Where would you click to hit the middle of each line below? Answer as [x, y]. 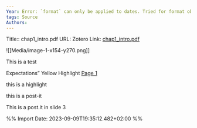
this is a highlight [26, 85]
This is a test [21, 62]
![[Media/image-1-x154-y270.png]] [48, 50]
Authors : [17, 22]
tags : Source [22, 17]
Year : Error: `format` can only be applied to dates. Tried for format [95, 11]
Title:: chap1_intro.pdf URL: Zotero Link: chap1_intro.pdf [73, 39]
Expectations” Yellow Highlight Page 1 [52, 73]
